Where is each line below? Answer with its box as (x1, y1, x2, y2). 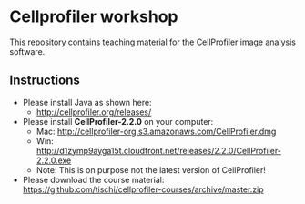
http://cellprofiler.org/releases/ (36, 107, 152, 117)
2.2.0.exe (36, 155, 72, 166)
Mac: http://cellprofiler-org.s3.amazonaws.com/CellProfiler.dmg (36, 126, 277, 137)
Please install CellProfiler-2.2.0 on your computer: (22, 116, 214, 127)
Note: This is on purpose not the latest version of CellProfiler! (36, 164, 267, 175)
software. (9, 46, 46, 56)
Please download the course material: (22, 174, 165, 185)
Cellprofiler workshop (9, 6, 178, 27)
